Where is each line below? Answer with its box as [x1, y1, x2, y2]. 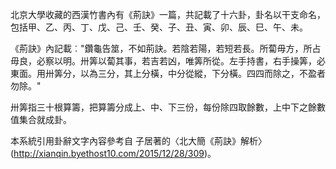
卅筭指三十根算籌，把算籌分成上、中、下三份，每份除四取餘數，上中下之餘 [10, 101, 317, 113]
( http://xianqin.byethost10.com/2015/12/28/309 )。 [10, 148, 217, 159]
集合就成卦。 [18, 114, 72, 125]
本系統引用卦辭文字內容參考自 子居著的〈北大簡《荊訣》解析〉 [10, 135, 267, 147]
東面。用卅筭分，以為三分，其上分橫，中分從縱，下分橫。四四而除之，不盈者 [10, 68, 326, 79]
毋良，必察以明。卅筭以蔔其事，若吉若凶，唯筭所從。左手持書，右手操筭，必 [10, 55, 326, 67]
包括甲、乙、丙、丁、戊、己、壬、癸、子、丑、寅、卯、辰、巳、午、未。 [10, 21, 308, 33]
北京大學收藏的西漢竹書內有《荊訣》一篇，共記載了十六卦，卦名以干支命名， [10, 9, 326, 20]
